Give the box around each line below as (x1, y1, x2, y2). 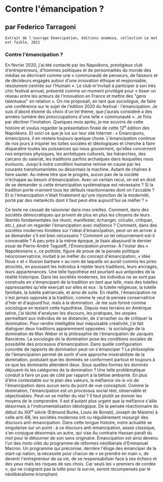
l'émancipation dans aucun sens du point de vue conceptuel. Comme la (5, 382, 149, 388)
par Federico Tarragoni (5, 23, 76, 31)
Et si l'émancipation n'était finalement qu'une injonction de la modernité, (5, 192, 150, 198)
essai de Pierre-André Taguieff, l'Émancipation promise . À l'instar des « (5, 243, 148, 249)
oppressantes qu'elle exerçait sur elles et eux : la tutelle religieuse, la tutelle (5, 284, 157, 290)
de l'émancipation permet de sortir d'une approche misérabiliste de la (5, 351, 145, 357)
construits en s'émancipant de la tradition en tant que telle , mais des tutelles (5, 279, 158, 285)
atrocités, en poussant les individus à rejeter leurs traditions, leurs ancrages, (5, 264, 158, 269)
